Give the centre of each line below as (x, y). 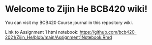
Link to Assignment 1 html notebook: (42, 32)
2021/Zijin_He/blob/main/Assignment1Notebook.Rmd (59, 37)
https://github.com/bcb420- (108, 32)
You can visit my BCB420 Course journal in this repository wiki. (69, 22)
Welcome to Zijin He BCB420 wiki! (76, 9)
